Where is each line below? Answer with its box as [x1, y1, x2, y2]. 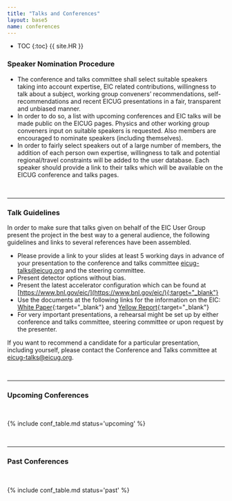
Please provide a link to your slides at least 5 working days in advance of [17, 251, 224, 259]
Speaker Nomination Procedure [7, 60, 115, 69]
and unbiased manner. [17, 104, 81, 113]
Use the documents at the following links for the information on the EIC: [17, 295, 221, 304]
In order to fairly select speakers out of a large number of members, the [17, 141, 222, 149]
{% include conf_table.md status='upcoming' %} [7, 419, 146, 428]
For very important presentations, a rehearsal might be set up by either [17, 310, 219, 318]
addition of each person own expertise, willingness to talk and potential [17, 148, 220, 156]
